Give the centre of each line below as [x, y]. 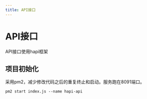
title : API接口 [21, 10]
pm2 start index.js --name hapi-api [44, 91]
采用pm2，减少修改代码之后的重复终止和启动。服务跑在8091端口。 [75, 82]
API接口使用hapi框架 [27, 52]
